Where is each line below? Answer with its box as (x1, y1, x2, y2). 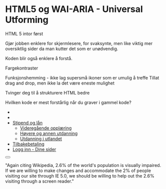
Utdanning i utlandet (20, 135, 62, 141)
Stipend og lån (12, 119, 43, 125)
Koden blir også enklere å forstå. (5, 55, 73, 61)
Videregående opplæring (20, 125, 72, 131)
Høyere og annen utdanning (20, 130, 78, 136)
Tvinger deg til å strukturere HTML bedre (5, 89, 90, 95)
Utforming (5, 14, 49, 25)
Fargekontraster (5, 65, 39, 71)
